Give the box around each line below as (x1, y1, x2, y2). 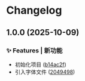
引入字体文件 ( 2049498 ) (14, 68, 75, 75)
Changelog (6, 4, 62, 17)
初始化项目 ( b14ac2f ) (14, 61, 67, 68)
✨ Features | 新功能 (6, 46, 63, 54)
